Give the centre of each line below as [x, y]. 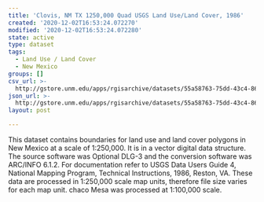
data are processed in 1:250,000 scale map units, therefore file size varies [128, 181]
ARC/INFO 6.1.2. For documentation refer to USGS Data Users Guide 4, [123, 165]
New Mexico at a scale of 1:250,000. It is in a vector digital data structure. [127, 148]
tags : [17, 52]
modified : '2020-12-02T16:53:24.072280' [75, 30]
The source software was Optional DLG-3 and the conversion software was [130, 156]
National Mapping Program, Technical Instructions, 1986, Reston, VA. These [130, 173]
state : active [31, 37]
